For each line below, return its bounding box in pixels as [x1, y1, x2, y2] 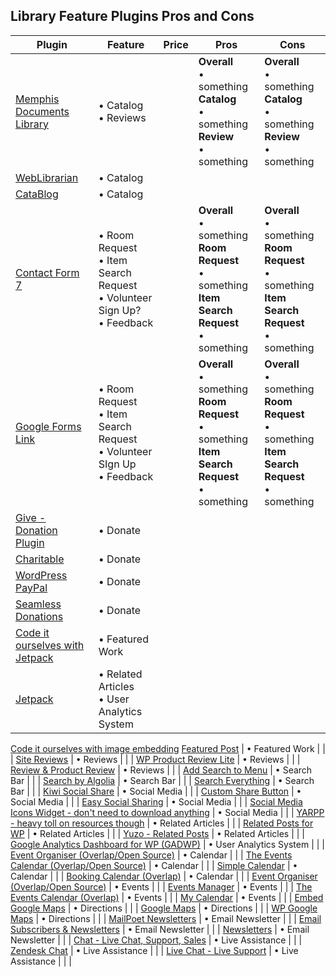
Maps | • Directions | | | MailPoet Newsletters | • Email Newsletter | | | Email [10, 912, 322, 924]
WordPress [15, 568, 68, 582]
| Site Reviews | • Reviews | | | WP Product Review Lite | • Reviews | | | [10, 753, 301, 765]
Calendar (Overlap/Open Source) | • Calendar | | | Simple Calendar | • [10, 859, 298, 871]
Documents [15, 104, 70, 118]
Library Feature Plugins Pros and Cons [10, 8, 255, 25]
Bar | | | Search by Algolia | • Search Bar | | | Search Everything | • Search [10, 774, 315, 786]
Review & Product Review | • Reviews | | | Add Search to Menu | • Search [10, 764, 313, 776]
